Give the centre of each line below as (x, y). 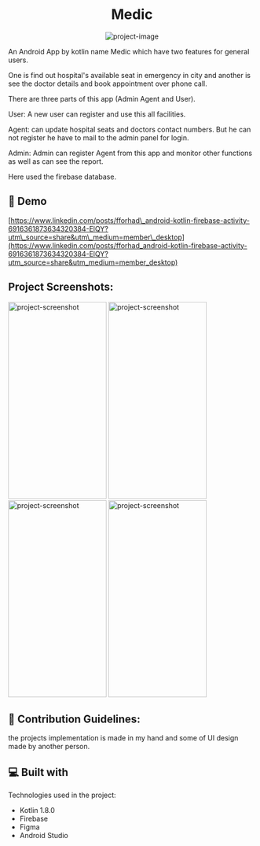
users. (18, 60)
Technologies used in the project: (62, 795)
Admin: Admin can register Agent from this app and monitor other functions (130, 153)
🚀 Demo (27, 201)
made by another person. (49, 747)
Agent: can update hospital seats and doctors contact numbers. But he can (130, 129)
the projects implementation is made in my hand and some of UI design (123, 738)
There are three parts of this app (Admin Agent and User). (102, 98)
